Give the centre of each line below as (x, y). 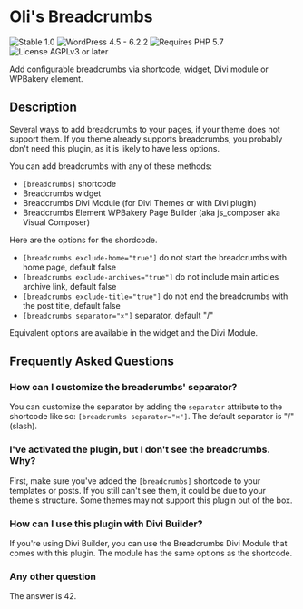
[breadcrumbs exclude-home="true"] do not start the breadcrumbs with (155, 257)
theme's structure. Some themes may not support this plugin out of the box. (151, 500)
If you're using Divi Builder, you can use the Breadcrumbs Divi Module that (148, 544)
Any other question (53, 576)
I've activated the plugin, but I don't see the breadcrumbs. (140, 449)
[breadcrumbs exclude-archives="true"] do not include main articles (151, 276)
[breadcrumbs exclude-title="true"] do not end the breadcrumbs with (155, 296)
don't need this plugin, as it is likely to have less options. (115, 148)
